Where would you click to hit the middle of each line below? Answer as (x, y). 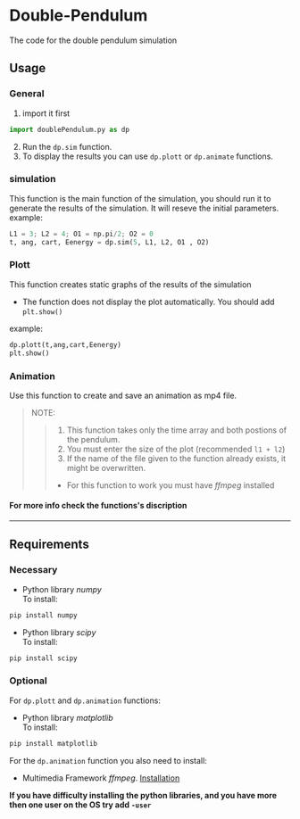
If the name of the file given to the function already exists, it (176, 458)
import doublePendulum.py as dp (69, 129)
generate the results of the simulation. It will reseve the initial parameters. (144, 208)
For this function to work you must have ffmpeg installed (171, 485)
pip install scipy (43, 658)
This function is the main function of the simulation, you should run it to (140, 198)
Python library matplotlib (67, 717)
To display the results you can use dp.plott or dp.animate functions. (148, 156)
